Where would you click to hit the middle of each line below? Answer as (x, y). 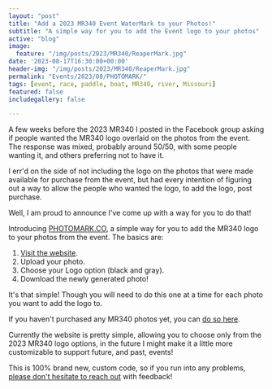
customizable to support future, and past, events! (91, 352)
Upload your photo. (52, 262)
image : (19, 46)
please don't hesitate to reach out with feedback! (91, 377)
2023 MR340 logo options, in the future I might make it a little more (121, 343)
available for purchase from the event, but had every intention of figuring (130, 180)
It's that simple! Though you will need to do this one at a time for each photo (136, 295)
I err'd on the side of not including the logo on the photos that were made (131, 171)
